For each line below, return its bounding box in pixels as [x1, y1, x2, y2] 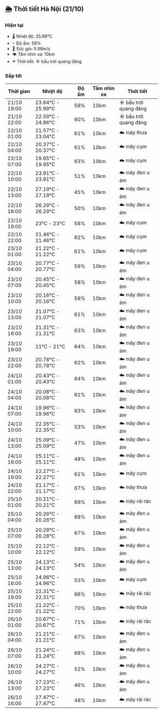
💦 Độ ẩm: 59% [12, 40, 41, 46]
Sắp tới [5, 72, 22, 79]
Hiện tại [5, 22, 24, 29]
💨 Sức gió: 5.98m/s [12, 46, 50, 51]
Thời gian [8, 88, 31, 95]
